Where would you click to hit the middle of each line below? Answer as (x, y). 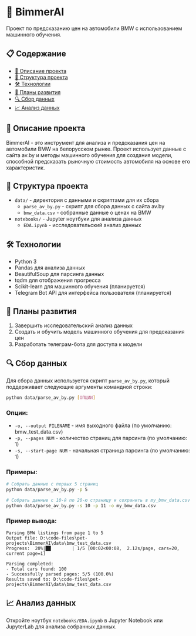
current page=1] (26, 554)
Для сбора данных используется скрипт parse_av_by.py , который (88, 380)
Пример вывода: (31, 521)
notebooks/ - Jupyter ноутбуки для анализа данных (78, 219)
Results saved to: (28, 580)
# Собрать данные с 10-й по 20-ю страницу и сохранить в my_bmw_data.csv (98, 500)
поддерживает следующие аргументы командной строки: (79, 387)
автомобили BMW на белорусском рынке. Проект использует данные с (96, 149)
